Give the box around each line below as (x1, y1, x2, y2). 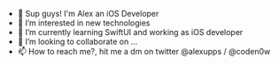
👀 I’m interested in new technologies (17, 18, 151, 28)
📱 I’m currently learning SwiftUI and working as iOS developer (17, 27, 244, 37)
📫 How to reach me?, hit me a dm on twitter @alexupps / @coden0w (17, 47, 271, 56)
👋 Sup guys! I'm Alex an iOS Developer (17, 9, 159, 18)
